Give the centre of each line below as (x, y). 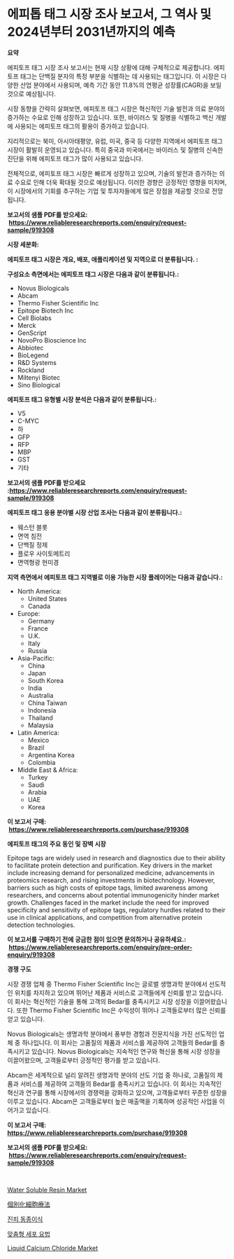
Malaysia (41, 725)
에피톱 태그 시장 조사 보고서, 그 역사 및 (109, 14)
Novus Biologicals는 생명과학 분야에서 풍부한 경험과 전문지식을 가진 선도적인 (112, 1033)
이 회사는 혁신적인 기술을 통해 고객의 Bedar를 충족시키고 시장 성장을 (100, 1001)
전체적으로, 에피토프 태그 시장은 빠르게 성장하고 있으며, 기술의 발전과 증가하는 (112, 173)
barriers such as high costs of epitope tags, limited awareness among (108, 888)
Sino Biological (39, 385)
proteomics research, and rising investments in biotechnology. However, (111, 880)
